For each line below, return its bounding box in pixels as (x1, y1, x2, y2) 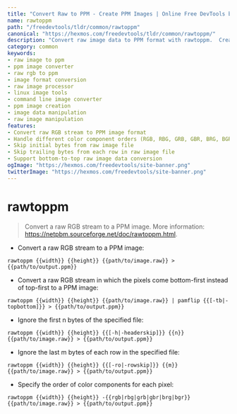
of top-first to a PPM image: (17, 283, 99, 292)
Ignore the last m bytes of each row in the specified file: (17, 347, 180, 356)
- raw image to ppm (7, 57, 65, 64)
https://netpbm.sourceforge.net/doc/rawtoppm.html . (24, 229, 178, 238)
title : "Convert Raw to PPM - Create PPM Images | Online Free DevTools (7, 10, 226, 18)
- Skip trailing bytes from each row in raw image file (7, 149, 175, 156)
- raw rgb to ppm (7, 69, 59, 76)
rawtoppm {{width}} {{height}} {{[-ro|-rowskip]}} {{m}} (7, 362, 178, 369)
